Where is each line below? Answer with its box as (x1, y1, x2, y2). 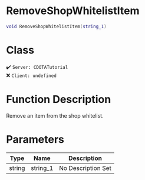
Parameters (6, 132, 65, 146)
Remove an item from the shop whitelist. (6, 112, 104, 119)
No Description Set (58, 164, 112, 172)
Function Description (6, 92, 111, 106)
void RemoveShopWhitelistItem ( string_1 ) (6, 24, 107, 29)
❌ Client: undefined (6, 72, 57, 79)
